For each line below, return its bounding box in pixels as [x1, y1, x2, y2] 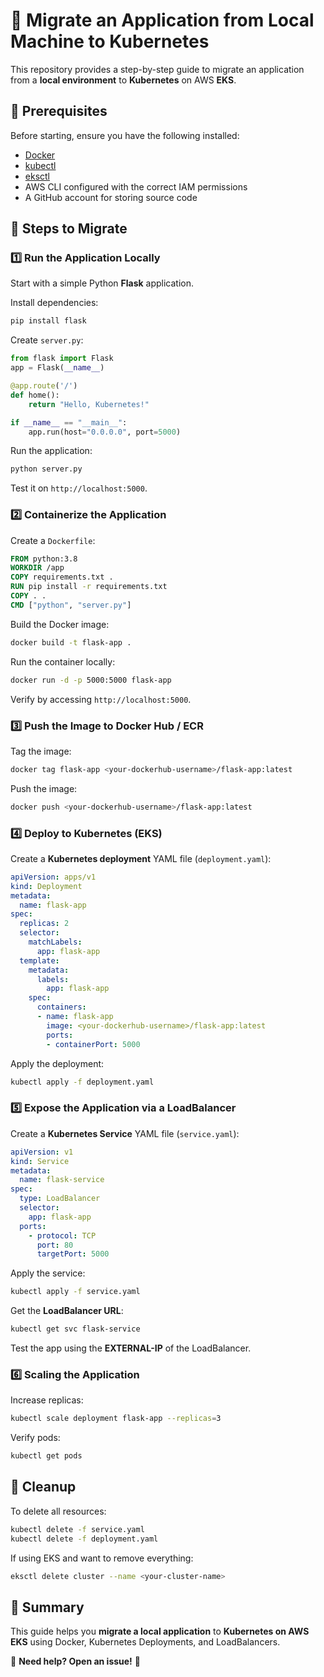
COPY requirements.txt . [10, 572, 114, 583]
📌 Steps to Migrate [10, 220, 128, 238]
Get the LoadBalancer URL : [10, 1305, 124, 1317]
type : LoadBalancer [19, 1194, 101, 1204]
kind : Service [10, 1156, 70, 1166]
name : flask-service [19, 1175, 105, 1185]
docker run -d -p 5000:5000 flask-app [10, 675, 172, 685]
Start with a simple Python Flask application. [10, 277, 195, 289]
